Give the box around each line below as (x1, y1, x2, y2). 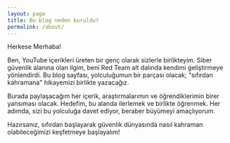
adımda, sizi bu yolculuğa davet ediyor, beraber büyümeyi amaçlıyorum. (7, 107, 216, 116)
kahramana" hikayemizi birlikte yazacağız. (7, 79, 129, 87)
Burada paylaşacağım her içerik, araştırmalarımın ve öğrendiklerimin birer (7, 92, 219, 100)
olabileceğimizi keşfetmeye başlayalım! (7, 128, 121, 137)
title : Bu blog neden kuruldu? (7, 17, 99, 24)
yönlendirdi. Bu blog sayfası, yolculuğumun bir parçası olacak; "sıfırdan (7, 71, 213, 79)
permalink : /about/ (7, 23, 65, 30)
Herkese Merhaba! (7, 43, 62, 51)
